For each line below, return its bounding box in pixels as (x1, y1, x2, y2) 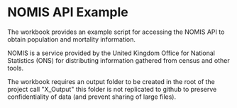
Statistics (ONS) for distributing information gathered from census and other (7, 56, 231, 64)
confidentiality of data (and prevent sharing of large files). (7, 92, 176, 101)
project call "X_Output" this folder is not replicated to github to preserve (7, 85, 217, 93)
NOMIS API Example (7, 4, 129, 20)
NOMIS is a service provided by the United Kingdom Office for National (7, 49, 215, 57)
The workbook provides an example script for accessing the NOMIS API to (7, 28, 225, 36)
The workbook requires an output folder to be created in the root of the (7, 77, 215, 85)
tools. (7, 64, 24, 72)
